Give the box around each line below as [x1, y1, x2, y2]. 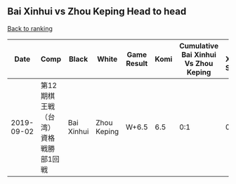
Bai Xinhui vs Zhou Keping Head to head [7, 6, 187, 18]
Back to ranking [7, 24, 53, 32]
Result [126, 58, 148, 68]
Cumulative [178, 41, 219, 51]
